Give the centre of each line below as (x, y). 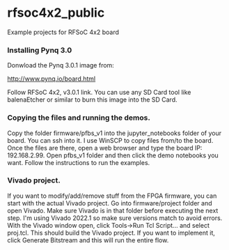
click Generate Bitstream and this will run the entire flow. (88, 240)
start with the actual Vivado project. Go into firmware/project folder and (110, 203)
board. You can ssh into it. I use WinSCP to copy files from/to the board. (110, 140)
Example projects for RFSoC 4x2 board (63, 32)
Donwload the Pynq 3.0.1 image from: (61, 65)
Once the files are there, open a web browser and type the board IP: (105, 148)
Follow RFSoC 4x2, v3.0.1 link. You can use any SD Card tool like (99, 93)
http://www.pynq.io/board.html (52, 79)
